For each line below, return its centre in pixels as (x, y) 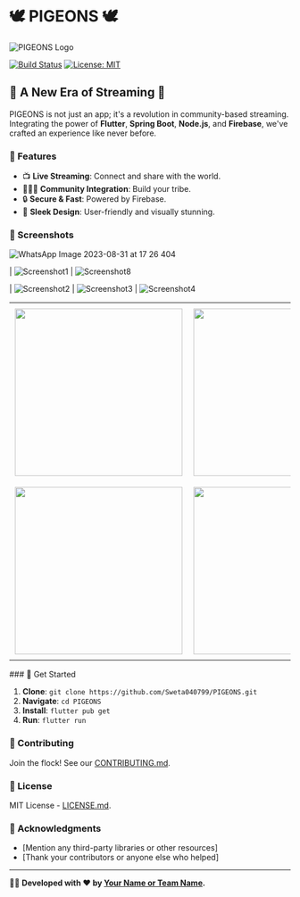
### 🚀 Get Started (42, 675)
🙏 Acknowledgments (55, 828)
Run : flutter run (54, 720)
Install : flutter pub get (66, 710)
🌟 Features (33, 156)
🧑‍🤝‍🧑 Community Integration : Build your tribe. (107, 189)
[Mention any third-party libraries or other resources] (120, 848)
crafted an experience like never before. (83, 133)
